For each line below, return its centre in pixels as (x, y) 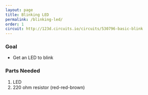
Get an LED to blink (33, 58)
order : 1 (15, 24)
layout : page (19, 10)
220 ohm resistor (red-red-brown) (49, 87)
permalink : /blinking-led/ (34, 19)
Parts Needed (23, 71)
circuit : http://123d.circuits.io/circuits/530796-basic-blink (74, 29)
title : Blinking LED (27, 15)
